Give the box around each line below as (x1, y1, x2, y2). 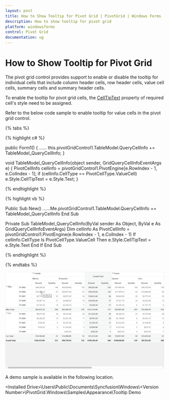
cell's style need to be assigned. (5, 100, 73, 106)
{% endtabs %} (5, 261, 37, 268)
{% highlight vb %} (5, 195, 45, 202)
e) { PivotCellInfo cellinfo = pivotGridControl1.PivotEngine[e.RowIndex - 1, (5, 165, 157, 171)
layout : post (5, 8, 33, 13)
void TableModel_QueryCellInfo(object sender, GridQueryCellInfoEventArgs (5, 159, 162, 166)
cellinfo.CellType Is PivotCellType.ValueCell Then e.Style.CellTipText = (5, 236, 151, 243)
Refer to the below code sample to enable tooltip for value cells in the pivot (5, 109, 161, 116)
